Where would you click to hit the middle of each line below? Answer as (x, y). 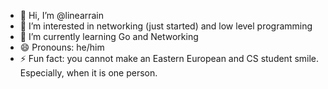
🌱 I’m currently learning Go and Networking (109, 36)
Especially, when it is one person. (88, 73)
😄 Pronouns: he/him (62, 47)
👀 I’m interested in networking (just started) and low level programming (166, 26)
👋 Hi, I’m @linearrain (62, 15)
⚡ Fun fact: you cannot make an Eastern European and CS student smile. (169, 58)
